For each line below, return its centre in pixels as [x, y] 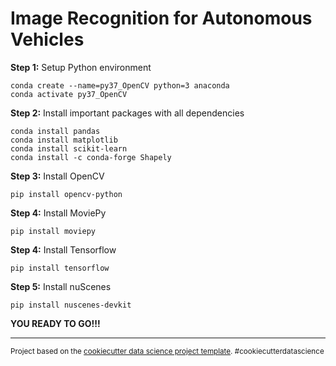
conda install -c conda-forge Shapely [91, 157]
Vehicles [47, 39]
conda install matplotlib [64, 140]
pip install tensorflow [60, 268]
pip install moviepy [53, 231]
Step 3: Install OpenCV [57, 176]
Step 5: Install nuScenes [61, 286]
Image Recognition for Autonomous [161, 18]
